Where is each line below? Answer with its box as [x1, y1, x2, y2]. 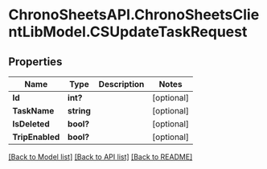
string [67, 105, 91, 116]
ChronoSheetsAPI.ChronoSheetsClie [8, 6, 260, 24]
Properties [8, 55, 63, 68]
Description [98, 79, 145, 89]
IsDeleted [12, 118, 50, 130]
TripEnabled [12, 131, 60, 142]
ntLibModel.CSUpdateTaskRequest [8, 23, 248, 41]
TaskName [12, 105, 55, 116]
